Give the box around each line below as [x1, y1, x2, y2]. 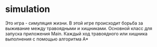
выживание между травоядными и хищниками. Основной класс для [5, 25, 152, 31]
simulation [5, 3, 50, 15]
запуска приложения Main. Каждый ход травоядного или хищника [5, 30, 148, 36]
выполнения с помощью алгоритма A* [5, 36, 89, 42]
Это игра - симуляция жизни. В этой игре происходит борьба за [5, 20, 143, 26]
